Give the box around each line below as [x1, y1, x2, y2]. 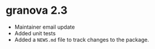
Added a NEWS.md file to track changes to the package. [14, 36, 150, 43]
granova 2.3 [5, 4, 68, 17]
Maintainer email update [14, 23, 75, 30]
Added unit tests [14, 29, 56, 36]
